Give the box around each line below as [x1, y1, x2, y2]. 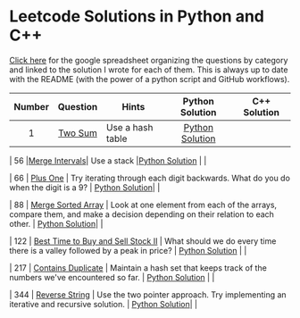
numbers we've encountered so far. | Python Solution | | [9, 272, 215, 282]
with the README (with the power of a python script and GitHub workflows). [9, 73, 290, 84]
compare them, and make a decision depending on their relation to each [9, 208, 275, 220]
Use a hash [105, 121, 154, 133]
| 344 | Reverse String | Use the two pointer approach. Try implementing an [9, 289, 287, 300]
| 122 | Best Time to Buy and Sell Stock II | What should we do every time [9, 235, 277, 247]
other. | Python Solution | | [9, 218, 104, 229]
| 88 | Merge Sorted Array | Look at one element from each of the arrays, [9, 199, 278, 210]
